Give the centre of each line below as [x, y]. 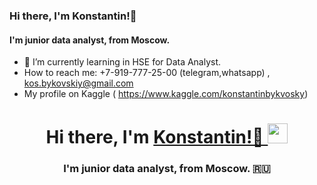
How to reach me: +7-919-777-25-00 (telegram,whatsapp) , [147, 73]
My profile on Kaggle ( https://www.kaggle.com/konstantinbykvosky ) [166, 94]
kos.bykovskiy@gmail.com [78, 83]
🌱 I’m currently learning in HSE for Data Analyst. [122, 62]
